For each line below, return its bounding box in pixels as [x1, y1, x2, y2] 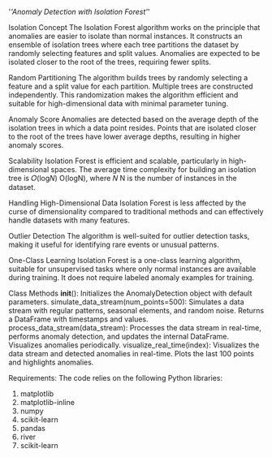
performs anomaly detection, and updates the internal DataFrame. [8, 332, 230, 341]
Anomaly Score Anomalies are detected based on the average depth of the [8, 114, 259, 124]
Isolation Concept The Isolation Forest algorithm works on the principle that [8, 23, 261, 32]
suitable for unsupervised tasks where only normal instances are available [8, 264, 257, 274]
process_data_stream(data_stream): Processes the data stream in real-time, [8, 323, 261, 332]
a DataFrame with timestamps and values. [8, 314, 149, 324]
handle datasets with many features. [8, 215, 130, 225]
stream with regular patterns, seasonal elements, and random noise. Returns [8, 306, 265, 315]
